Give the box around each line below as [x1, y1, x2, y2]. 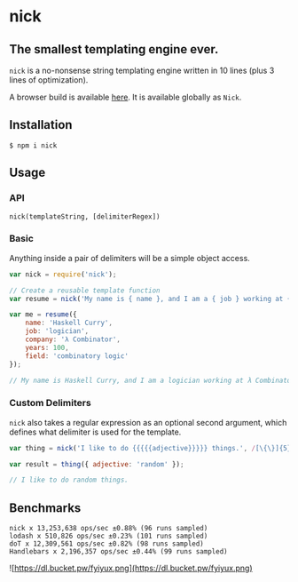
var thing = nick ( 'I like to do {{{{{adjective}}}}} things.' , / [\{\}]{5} [9, 443, 292, 452]
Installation [9, 117, 73, 132]
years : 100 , [25, 343, 69, 352]
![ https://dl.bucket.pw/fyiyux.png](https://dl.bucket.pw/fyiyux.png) [9, 562, 253, 574]
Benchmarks [9, 500, 82, 515]
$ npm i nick [9, 140, 58, 150]
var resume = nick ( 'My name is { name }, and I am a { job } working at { [9, 294, 292, 303]
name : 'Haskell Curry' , [25, 318, 114, 328]
